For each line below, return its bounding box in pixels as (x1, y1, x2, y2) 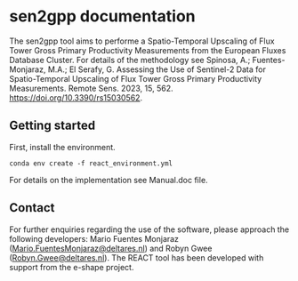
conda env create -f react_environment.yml (9, 158, 173, 168)
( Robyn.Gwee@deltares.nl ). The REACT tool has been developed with (9, 252, 264, 263)
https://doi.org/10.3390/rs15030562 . (9, 92, 143, 103)
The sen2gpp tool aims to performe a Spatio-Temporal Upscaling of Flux (9, 36, 275, 46)
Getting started (9, 118, 96, 133)
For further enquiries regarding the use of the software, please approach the (9, 224, 290, 235)
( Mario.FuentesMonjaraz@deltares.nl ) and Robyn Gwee (9, 243, 213, 253)
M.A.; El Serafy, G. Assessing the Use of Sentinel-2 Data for (47, 64, 267, 75)
